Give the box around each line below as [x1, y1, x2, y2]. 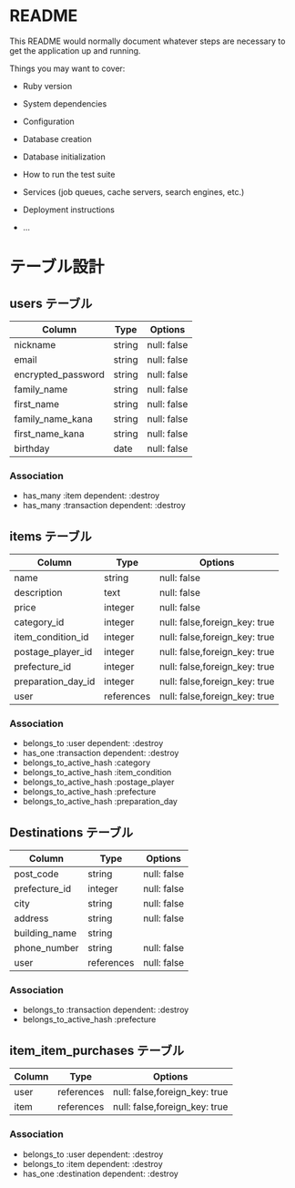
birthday [14, 442, 50, 455]
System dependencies [22, 97, 107, 109]
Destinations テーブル [9, 824, 134, 840]
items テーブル [9, 528, 93, 544]
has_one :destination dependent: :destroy [22, 1168, 179, 1179]
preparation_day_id [14, 675, 96, 688]
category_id [14, 616, 65, 629]
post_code [14, 867, 59, 880]
